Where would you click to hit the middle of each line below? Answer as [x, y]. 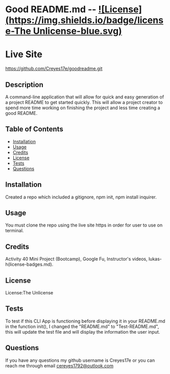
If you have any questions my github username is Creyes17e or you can [80, 360]
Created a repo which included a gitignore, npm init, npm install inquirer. [81, 197]
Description [24, 84]
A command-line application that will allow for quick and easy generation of [85, 97]
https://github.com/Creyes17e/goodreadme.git [54, 69]
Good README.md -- [51, 9]
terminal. [15, 231]
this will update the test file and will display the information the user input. [83, 332]
